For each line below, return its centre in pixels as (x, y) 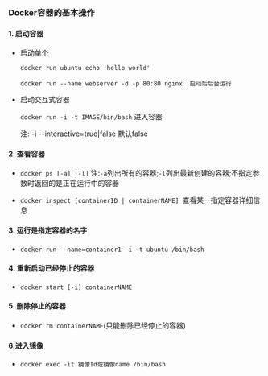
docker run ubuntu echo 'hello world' (85, 68)
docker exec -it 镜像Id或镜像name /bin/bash (93, 365)
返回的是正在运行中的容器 (76, 184)
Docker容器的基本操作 (52, 12)
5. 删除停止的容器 (37, 306)
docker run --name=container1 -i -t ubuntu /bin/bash (112, 250)
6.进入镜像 (26, 345)
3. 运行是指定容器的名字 (48, 230)
